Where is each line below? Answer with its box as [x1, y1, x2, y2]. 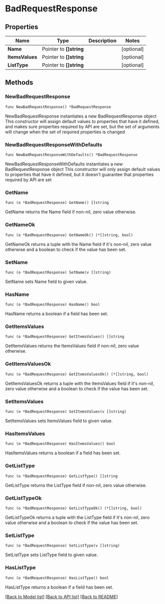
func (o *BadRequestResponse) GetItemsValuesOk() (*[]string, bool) [5, 371, 149, 377]
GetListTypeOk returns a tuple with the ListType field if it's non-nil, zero [5, 514, 150, 520]
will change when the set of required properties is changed [5, 129, 125, 135]
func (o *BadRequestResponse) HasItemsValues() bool [5, 442, 116, 446]
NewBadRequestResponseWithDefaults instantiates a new [5, 161, 123, 167]
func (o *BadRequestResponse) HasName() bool [5, 302, 100, 307]
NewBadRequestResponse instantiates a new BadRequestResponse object [5, 113, 157, 119]
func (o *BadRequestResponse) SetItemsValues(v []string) [5, 409, 127, 414]
